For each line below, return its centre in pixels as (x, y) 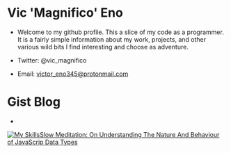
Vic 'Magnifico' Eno (65, 13)
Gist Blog (34, 102)
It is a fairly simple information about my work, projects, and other (112, 39)
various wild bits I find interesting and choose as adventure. (103, 47)
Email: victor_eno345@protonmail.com (73, 74)
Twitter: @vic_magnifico (52, 60)
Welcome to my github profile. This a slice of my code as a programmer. (120, 32)
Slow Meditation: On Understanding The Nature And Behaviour (129, 134)
